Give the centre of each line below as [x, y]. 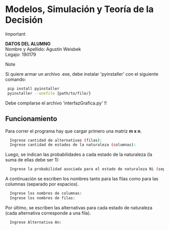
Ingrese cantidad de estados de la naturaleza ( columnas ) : [73, 145]
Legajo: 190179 [21, 54]
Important [15, 34]
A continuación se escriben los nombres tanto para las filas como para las [82, 179]
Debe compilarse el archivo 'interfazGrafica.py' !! [56, 103]
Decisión [24, 20]
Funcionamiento [31, 119]
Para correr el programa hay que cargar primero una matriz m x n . [73, 131]
